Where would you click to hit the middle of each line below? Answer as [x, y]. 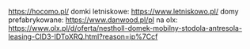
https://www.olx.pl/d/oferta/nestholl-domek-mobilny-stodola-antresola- [125, 28]
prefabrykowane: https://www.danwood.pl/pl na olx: [93, 20]
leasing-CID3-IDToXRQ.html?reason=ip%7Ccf [83, 36]
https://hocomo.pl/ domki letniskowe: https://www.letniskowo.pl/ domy [123, 11]
